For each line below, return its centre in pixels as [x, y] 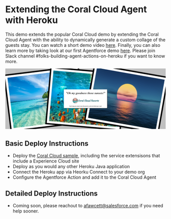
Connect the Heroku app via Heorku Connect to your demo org [79, 172]
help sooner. [26, 211]
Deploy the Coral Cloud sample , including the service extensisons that [86, 156]
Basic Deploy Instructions [47, 143]
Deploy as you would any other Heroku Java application [71, 167]
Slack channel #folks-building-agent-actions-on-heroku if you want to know [85, 56]
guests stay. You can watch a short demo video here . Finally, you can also [83, 45]
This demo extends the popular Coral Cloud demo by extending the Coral [82, 34]
